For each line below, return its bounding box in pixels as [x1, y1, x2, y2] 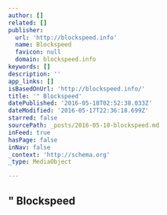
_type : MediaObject [8, 158, 72, 166]
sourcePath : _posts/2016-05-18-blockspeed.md [8, 121, 159, 129]
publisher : [8, 26, 44, 34]
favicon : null [15, 48, 61, 56]
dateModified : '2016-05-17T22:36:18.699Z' [8, 107, 149, 115]
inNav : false [8, 143, 51, 151]
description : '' [8, 70, 61, 78]
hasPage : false [8, 135, 58, 144]
